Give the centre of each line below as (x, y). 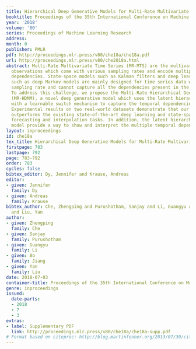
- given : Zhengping (30, 223)
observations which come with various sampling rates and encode (92, 71)
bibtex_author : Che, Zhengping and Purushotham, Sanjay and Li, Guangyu (96, 207)
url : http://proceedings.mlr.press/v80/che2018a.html (73, 60)
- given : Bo (20, 256)
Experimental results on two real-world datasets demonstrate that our (100, 109)
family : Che (26, 228)
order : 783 (19, 163)
